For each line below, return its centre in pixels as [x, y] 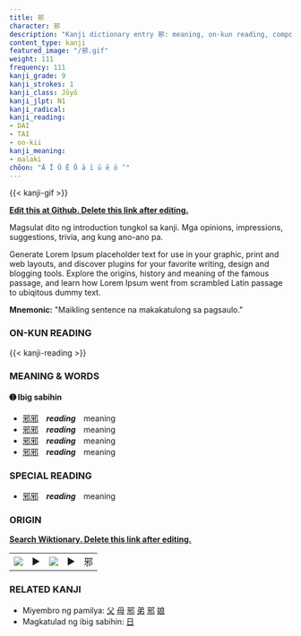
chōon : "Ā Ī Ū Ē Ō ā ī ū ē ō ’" [69, 168]
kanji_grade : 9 [38, 76]
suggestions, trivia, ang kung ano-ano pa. [86, 237]
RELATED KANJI [45, 589]
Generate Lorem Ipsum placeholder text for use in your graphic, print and [144, 254]
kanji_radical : [38, 109]
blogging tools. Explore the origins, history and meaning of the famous [139, 273]
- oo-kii [26, 142]
